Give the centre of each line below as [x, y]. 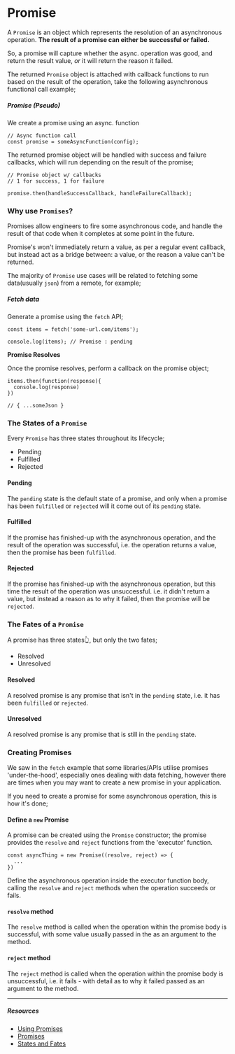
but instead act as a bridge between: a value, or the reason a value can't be [116, 255]
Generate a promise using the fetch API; [65, 317]
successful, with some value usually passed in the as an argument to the [112, 934]
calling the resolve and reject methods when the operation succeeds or [112, 888]
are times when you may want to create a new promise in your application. [114, 782]
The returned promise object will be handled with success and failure [107, 155]
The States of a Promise [47, 423]
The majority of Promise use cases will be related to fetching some [102, 276]
